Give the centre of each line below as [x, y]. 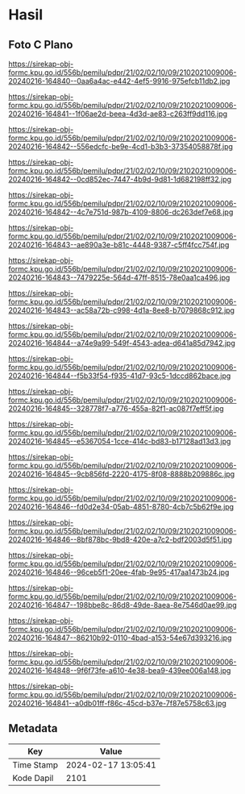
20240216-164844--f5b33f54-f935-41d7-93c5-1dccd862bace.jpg [120, 376]
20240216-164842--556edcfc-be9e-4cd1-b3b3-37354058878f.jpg [121, 146]
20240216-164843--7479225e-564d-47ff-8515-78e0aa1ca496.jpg [119, 277]
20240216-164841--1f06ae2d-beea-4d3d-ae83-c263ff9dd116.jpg [118, 114]
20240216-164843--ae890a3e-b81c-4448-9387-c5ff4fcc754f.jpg [119, 245]
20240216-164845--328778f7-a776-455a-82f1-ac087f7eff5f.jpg [116, 408]
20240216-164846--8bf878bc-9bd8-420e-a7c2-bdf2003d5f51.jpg [120, 539]
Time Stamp [35, 765]
